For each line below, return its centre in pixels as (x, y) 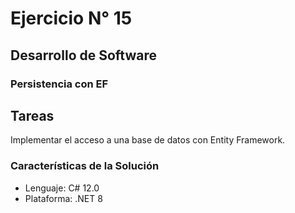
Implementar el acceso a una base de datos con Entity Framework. (148, 140)
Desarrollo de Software (84, 55)
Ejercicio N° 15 (71, 18)
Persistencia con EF (59, 84)
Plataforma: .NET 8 (63, 198)
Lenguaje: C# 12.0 (62, 188)
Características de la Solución (85, 166)
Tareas (32, 115)
